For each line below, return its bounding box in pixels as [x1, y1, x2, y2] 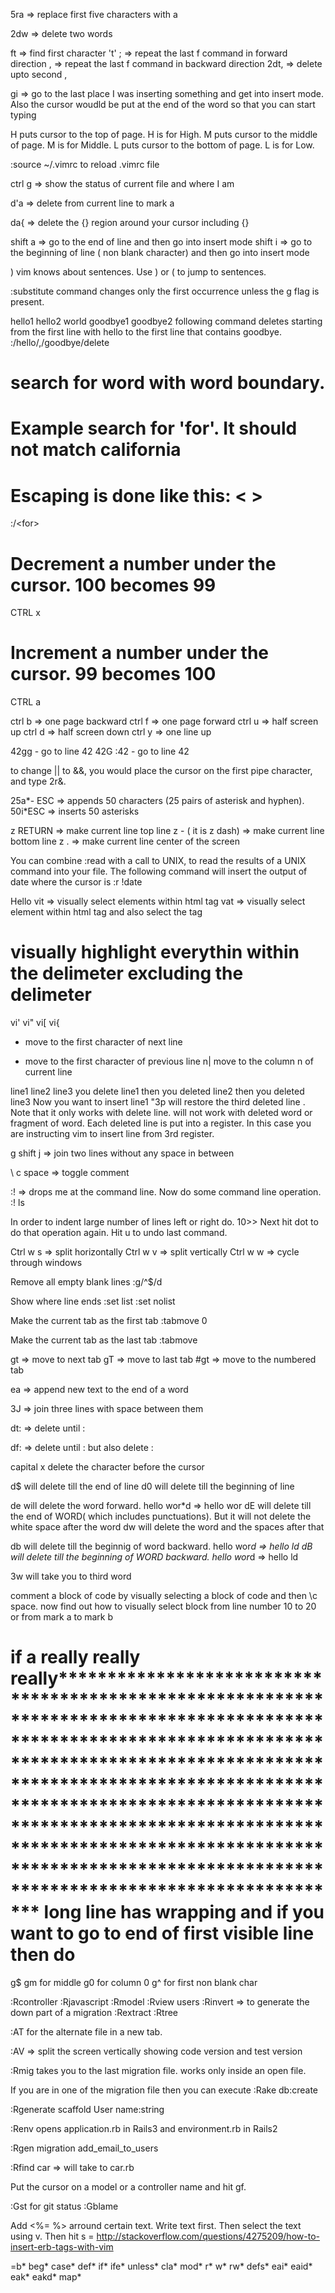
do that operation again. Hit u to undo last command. [10, 1227, 228, 1239]
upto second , [10, 69, 68, 80]
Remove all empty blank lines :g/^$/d [10, 1276, 163, 1288]
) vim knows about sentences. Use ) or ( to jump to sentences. [10, 266, 267, 278]
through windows [10, 1257, 83, 1269]
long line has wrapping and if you [43, 1901, 325, 1924]
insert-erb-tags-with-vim [10, 2241, 114, 2253]
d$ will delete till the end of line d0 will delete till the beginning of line [10, 1480, 295, 1493]
